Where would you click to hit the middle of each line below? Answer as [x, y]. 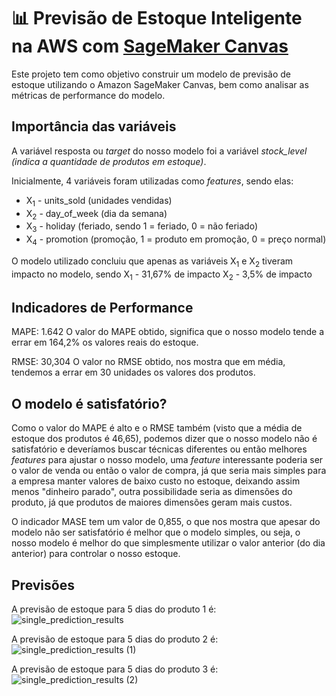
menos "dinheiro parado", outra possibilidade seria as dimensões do [152, 492]
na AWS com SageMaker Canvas [150, 46]
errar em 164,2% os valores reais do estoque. [105, 342]
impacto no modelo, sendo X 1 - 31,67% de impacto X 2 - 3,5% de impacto [162, 275]
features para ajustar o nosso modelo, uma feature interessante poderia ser [167, 460]
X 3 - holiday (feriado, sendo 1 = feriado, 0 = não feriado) [142, 227]
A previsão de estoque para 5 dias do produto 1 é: [114, 609]
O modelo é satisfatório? [89, 403]
